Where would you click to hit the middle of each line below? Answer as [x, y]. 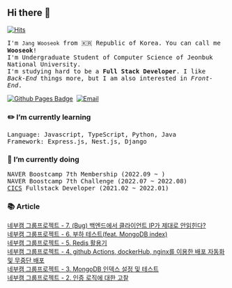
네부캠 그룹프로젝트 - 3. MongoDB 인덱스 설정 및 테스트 [83, 268]
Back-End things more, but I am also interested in [98, 78]
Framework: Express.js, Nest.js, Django [77, 142]
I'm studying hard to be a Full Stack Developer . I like [107, 71]
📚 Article [24, 206]
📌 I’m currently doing [44, 160]
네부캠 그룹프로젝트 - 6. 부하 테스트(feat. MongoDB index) [87, 234]
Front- [202, 78]
